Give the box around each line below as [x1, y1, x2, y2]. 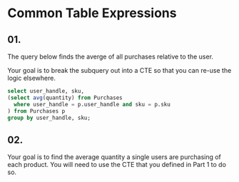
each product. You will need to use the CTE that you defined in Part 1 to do [7, 161, 227, 169]
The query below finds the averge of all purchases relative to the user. [7, 52, 214, 61]
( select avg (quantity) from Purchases [7, 94, 123, 101]
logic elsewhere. [7, 74, 56, 82]
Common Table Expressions [7, 5, 177, 21]
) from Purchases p [7, 107, 66, 115]
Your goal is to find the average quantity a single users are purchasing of [7, 153, 221, 161]
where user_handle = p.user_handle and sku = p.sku [14, 101, 171, 108]
